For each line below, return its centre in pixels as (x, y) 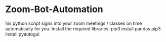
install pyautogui (22, 34)
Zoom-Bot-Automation (54, 9)
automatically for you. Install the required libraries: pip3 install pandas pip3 (83, 28)
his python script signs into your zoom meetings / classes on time (74, 23)
